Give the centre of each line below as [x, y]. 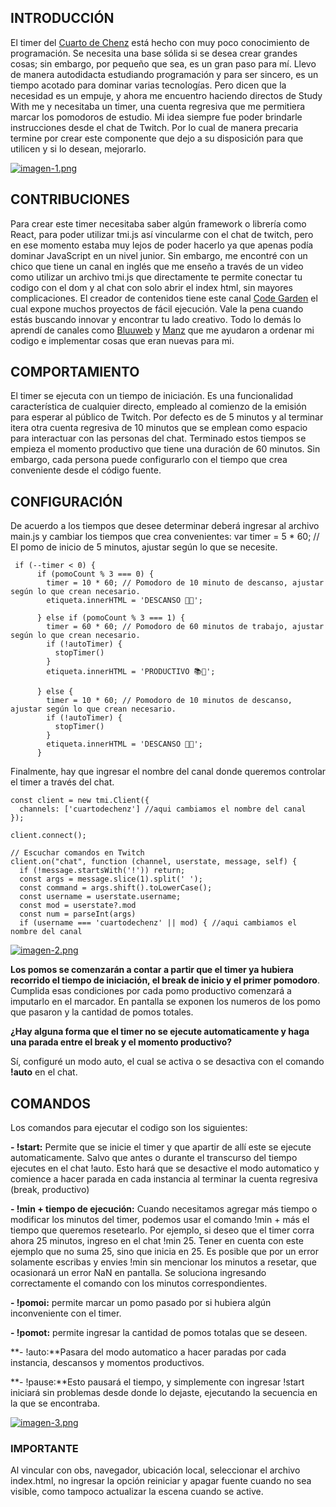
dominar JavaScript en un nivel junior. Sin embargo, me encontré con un [159, 255]
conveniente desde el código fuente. [86, 470]
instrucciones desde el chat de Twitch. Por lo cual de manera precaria [154, 127]
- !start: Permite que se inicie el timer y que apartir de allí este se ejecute [161, 1147]
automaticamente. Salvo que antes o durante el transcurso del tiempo [154, 1158]
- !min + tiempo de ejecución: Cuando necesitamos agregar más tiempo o [164, 1209]
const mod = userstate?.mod [78, 906]
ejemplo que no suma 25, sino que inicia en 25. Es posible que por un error [164, 1252]
